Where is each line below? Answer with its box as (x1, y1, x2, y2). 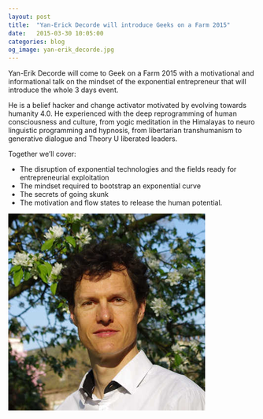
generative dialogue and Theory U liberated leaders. (8, 134, 178, 143)
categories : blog (8, 38, 65, 46)
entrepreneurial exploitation (19, 173, 109, 183)
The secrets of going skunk (19, 190, 109, 199)
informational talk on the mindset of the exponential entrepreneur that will (8, 77, 246, 87)
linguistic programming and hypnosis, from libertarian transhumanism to (8, 126, 243, 135)
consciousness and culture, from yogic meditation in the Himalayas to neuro (8, 117, 255, 127)
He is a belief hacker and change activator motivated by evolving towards (8, 101, 246, 110)
